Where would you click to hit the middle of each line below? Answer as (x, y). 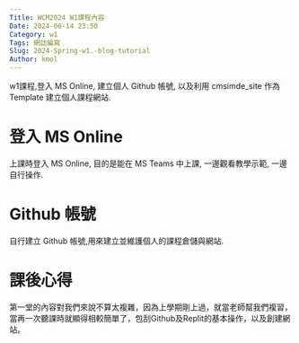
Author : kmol (34, 59)
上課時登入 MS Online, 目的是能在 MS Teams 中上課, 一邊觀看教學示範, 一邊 (148, 163)
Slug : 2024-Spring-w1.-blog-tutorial (80, 51)
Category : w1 (34, 34)
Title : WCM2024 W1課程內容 (57, 18)
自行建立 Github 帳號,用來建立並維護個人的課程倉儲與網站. (117, 241)
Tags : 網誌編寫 (35, 43)
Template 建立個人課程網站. (60, 97)
